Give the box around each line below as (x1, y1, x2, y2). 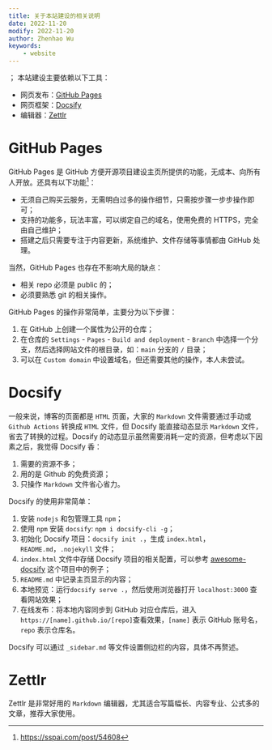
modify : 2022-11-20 (8, 27, 74, 35)
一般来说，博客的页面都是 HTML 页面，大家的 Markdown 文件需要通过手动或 (8, 411, 252, 421)
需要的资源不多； (19, 458, 78, 468)
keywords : (8, 42, 42, 50)
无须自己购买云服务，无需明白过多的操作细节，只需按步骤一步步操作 (19, 194, 248, 204)
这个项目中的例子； (47, 564, 112, 573)
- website (23, 49, 57, 58)
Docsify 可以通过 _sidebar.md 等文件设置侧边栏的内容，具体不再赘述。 (8, 641, 243, 652)
